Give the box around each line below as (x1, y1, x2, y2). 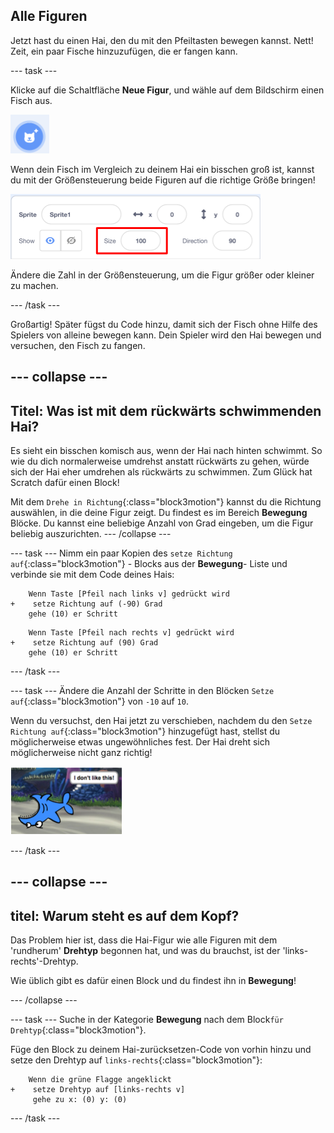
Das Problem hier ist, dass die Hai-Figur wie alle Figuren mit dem (10, 934, 278, 946)
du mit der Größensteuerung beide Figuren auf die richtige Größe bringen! (10, 174, 316, 186)
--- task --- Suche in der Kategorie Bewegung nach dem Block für (10, 1014, 284, 1026)
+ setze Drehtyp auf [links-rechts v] (10, 1085, 186, 1095)
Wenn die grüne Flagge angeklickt (28, 1075, 172, 1085)
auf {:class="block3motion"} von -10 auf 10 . (10, 695, 189, 708)
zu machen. (10, 279, 59, 291)
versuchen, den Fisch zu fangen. (10, 339, 146, 351)
